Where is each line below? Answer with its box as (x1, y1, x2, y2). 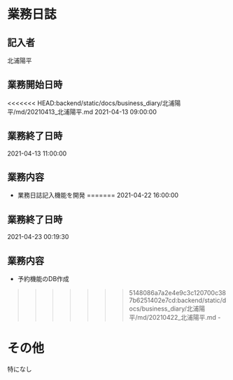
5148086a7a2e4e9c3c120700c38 (129, 289, 226, 297)
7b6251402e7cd (129, 296, 176, 305)
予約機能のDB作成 (17, 275, 70, 283)
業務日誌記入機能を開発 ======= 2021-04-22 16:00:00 (17, 191, 179, 200)
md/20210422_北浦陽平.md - (137, 313, 221, 322)
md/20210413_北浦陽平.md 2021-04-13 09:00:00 (15, 107, 157, 116)
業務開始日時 (7, 79, 63, 91)
